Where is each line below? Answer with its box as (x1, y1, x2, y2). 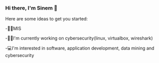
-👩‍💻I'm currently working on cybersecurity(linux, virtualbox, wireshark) (5, 35, 153, 41)
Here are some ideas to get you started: (5, 16, 88, 22)
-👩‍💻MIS (5, 25, 22, 31)
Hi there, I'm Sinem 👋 (5, 4, 58, 11)
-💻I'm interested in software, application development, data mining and (5, 45, 155, 51)
